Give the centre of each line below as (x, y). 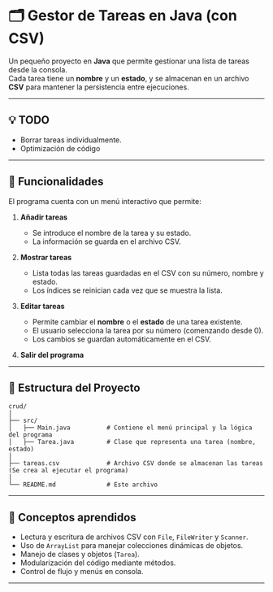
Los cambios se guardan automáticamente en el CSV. (121, 339)
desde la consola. (38, 69)
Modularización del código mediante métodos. (98, 563)
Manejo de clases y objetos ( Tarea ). (80, 555)
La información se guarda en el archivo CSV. (106, 242)
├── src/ (23, 421)
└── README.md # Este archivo (83, 485)
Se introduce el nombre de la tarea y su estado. (112, 233)
